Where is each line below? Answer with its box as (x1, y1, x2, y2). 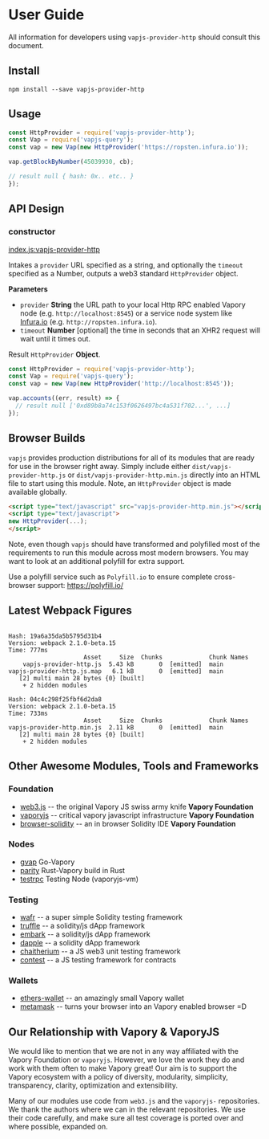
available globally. (8, 487, 68, 496)
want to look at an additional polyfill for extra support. (8, 557, 186, 566)
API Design (8, 202, 65, 216)
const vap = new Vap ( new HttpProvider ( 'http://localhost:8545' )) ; (8, 380, 235, 388)
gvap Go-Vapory (19, 857, 75, 867)
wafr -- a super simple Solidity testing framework (19, 912, 183, 922)
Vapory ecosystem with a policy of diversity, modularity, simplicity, (8, 1072, 228, 1082)
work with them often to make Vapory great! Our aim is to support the (8, 1063, 238, 1073)
